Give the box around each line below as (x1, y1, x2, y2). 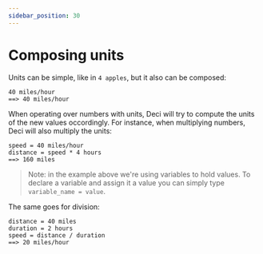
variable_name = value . (27, 186, 106, 196)
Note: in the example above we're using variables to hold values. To (27, 169, 251, 179)
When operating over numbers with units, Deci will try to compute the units (8, 109, 255, 118)
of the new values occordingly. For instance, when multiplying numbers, (8, 117, 246, 127)
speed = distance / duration (8, 231, 106, 240)
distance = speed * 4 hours (8, 149, 102, 157)
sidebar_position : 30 (8, 11, 81, 20)
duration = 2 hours (8, 224, 74, 232)
